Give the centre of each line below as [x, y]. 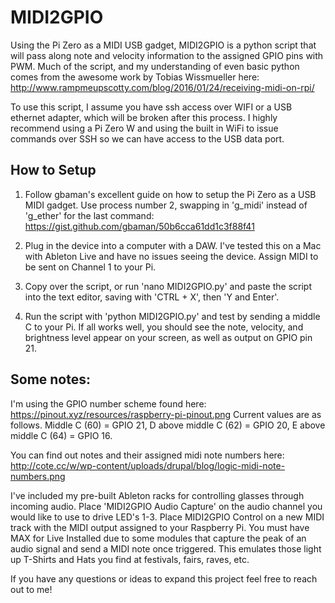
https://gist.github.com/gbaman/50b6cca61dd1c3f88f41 [139, 226]
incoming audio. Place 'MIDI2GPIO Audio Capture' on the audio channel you [166, 506]
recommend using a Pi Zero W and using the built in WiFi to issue [144, 128]
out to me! [31, 589]
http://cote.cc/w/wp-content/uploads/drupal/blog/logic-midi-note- [148, 465]
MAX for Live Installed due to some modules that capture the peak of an [158, 538]
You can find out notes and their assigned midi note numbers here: [147, 455]
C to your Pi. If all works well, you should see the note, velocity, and [164, 327]
